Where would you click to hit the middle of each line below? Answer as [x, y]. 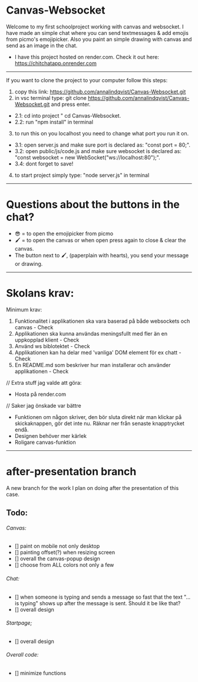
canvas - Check [34, 327]
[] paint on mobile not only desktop [57, 546]
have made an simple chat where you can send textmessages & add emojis [97, 33]
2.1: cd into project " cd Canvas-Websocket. [68, 115]
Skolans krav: [40, 293]
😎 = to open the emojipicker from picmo [64, 233]
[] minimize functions [40, 673]
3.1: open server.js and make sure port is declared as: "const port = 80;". [102, 145]
